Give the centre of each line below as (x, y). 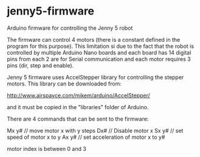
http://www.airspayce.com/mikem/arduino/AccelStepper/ (79, 95)
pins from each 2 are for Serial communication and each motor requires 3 (99, 59)
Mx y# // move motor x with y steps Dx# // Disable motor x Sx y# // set (95, 130)
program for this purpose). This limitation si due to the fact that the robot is (100, 46)
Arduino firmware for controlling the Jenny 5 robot (70, 28)
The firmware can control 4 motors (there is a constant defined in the (94, 39)
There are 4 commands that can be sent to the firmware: (78, 119)
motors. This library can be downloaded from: (64, 84)
